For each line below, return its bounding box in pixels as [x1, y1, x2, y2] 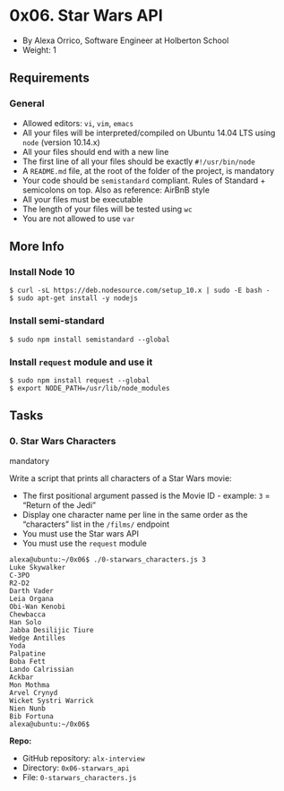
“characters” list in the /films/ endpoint [22, 519, 170, 529]
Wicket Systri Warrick [9, 696, 94, 705]
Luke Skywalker [9, 563, 66, 572]
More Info [9, 239, 65, 254]
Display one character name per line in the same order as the [22, 509, 248, 520]
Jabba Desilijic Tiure [9, 625, 94, 634]
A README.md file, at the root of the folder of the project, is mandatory [22, 165, 275, 176]
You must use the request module [22, 537, 148, 548]
